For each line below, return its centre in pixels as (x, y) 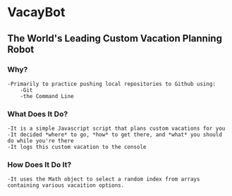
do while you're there (41, 141)
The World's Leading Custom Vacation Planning (115, 38)
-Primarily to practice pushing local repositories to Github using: (112, 84)
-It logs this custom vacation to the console (77, 147)
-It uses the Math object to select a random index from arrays (104, 179)
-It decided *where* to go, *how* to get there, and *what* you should (115, 135)
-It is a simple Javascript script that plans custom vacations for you (116, 129)
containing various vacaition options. (66, 185)
